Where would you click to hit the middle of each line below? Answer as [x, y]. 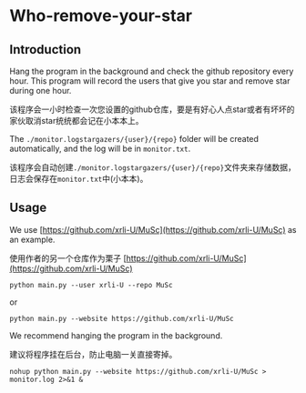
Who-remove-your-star [101, 16]
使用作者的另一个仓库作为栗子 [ [68, 258]
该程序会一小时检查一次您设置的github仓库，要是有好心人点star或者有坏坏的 [152, 109]
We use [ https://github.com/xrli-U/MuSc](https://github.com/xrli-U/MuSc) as [153, 229]
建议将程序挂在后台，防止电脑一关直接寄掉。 [93, 354]
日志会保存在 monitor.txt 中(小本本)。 [79, 179]
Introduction [46, 50]
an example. [32, 239]
